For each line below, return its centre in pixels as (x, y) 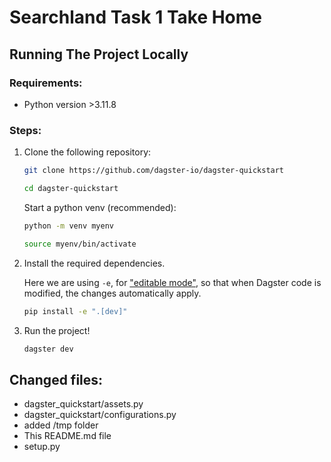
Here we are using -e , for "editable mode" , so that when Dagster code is (172, 282)
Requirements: (46, 83)
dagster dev (48, 349)
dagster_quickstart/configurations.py (100, 415)
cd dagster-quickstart (71, 189)
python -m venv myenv (68, 226)
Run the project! (57, 330)
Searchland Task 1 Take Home (136, 17)
